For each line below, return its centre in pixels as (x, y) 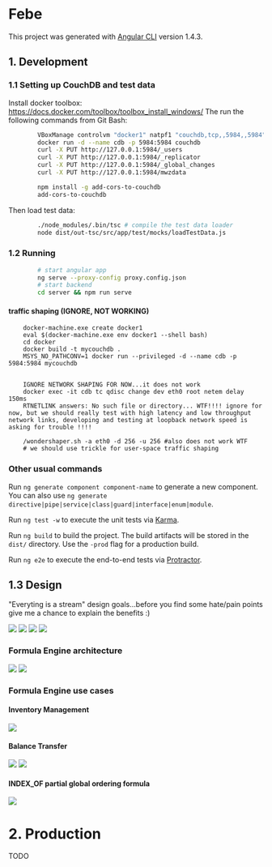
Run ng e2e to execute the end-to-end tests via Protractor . (105, 559)
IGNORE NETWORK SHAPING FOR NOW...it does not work (112, 385)
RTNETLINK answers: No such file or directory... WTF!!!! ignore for (143, 406)
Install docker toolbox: (45, 103)
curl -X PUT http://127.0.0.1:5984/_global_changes (127, 165)
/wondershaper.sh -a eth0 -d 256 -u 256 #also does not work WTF (136, 442)
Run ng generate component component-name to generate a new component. (134, 486)
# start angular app (72, 270)
